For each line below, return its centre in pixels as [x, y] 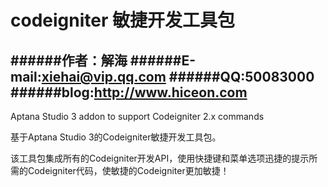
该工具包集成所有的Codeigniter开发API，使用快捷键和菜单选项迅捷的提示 [160, 158]
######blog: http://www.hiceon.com [129, 92]
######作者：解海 [69, 60]
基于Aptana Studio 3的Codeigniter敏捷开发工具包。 [116, 137]
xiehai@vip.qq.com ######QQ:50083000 [178, 76]
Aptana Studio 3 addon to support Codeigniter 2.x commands [137, 116]
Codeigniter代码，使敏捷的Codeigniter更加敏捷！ [128, 170]
